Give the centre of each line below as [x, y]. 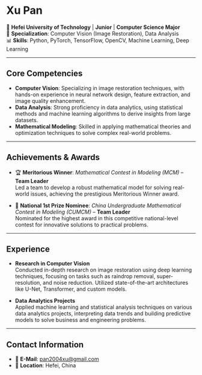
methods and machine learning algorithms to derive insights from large [103, 113]
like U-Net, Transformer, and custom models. [71, 289]
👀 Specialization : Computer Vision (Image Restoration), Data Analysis [93, 33]
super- [165, 276]
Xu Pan [25, 11]
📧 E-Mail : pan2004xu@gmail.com [57, 359]
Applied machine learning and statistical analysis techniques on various [103, 307]
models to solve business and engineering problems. [80, 320]
